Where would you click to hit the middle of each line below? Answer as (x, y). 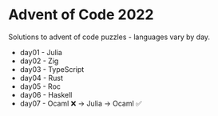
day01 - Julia (41, 52)
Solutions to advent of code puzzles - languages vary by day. (109, 37)
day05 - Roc (40, 86)
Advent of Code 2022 (81, 15)
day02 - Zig (39, 61)
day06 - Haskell (46, 94)
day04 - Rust (42, 78)
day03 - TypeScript (52, 69)
